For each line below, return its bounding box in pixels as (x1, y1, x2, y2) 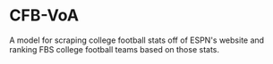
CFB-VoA (9, 5, 79, 26)
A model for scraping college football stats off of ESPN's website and (9, 35, 265, 45)
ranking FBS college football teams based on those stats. (9, 44, 220, 54)
